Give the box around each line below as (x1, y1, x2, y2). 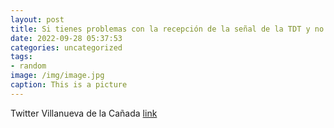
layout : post (10, 14, 65, 25)
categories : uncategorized (10, 42, 123, 53)
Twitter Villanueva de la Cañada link (10, 107, 158, 119)
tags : (10, 52, 33, 62)
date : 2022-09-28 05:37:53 (10, 33, 123, 43)
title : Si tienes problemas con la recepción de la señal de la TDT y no (10, 24, 325, 34)
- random (10, 61, 47, 71)
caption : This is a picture (10, 80, 128, 90)
